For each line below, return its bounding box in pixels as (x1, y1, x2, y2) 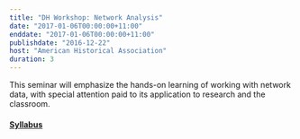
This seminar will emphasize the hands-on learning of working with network (9, 80, 291, 90)
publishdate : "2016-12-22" (9, 38, 111, 48)
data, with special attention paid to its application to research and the (9, 89, 266, 100)
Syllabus (9, 118, 43, 130)
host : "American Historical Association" (9, 47, 168, 56)
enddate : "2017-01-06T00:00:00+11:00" (9, 30, 155, 39)
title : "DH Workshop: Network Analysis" (9, 13, 164, 22)
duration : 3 (9, 55, 54, 64)
